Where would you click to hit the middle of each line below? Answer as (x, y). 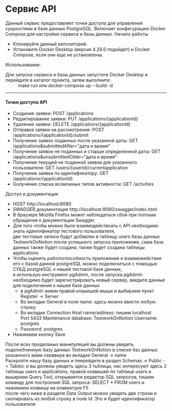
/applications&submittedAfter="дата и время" (62, 146)
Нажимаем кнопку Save (39, 334)
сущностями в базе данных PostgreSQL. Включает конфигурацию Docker (85, 28)
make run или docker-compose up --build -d (66, 85)
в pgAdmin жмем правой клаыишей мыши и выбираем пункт (87, 291)
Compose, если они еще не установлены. (58, 55)
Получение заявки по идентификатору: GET (61, 173)
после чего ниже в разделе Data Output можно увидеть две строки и (81, 393)
